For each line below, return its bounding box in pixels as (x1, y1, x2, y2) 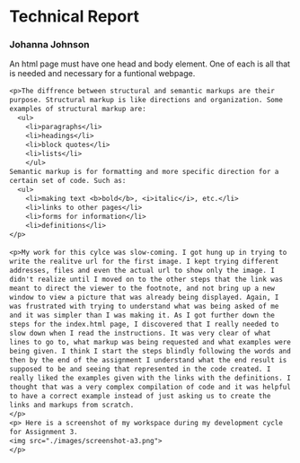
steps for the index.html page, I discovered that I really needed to (9, 320, 279, 329)
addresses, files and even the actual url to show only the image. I (9, 266, 276, 275)
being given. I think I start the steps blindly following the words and (9, 347, 292, 356)
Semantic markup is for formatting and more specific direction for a (9, 168, 279, 177)
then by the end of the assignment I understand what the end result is (9, 356, 287, 365)
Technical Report (9, 6, 140, 27)
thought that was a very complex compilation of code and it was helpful (9, 383, 292, 392)
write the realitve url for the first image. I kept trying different (9, 258, 279, 266)
